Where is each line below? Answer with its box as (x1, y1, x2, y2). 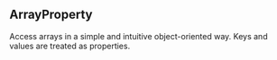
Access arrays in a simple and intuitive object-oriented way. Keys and (9, 30, 268, 41)
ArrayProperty (9, 7, 93, 22)
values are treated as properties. (9, 40, 131, 51)
